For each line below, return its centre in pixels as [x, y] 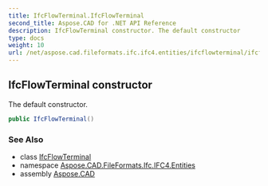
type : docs [26, 38]
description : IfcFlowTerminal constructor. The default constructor [124, 30]
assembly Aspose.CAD [57, 173]
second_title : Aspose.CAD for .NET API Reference [93, 23]
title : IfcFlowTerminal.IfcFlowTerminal [77, 16]
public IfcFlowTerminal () [51, 119]
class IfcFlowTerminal [55, 156]
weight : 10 [26, 46]
